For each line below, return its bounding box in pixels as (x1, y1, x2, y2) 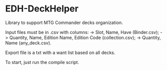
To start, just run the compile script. (5, 59, 79, 65)
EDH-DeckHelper (5, 3, 79, 14)
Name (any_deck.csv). (5, 39, 51, 45)
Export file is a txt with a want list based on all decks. (5, 49, 116, 55)
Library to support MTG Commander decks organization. (5, 19, 123, 25)
